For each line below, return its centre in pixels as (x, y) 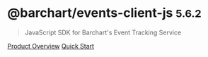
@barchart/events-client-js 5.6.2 (104, 13)
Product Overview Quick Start (51, 46)
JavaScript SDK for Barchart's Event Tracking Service (103, 32)
